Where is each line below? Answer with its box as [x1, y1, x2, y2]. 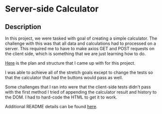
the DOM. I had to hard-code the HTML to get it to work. [5, 94, 117, 100]
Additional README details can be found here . [5, 104, 98, 109]
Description [5, 23, 41, 31]
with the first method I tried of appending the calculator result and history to [5, 89, 157, 95]
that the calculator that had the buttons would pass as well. [5, 75, 123, 80]
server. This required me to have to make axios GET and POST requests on [5, 46, 155, 51]
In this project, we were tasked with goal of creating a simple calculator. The [5, 35, 158, 41]
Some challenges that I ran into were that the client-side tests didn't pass [5, 84, 151, 90]
